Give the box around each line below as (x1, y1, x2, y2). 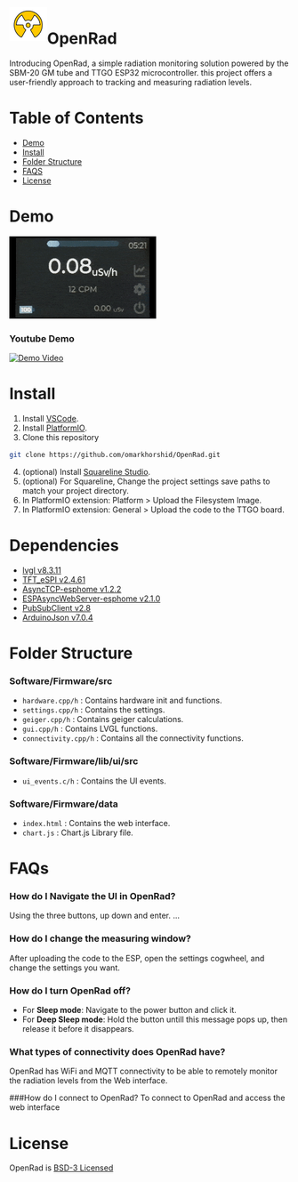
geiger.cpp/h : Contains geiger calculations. (21, 714, 184, 725)
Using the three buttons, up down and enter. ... (9, 910, 181, 921)
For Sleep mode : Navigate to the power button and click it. (21, 1005, 238, 1016)
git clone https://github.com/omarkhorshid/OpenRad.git (9, 451, 221, 460)
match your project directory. (21, 485, 129, 495)
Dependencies (9, 535, 119, 556)
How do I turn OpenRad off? (9, 985, 132, 997)
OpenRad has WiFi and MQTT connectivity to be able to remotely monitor (9, 1065, 278, 1077)
